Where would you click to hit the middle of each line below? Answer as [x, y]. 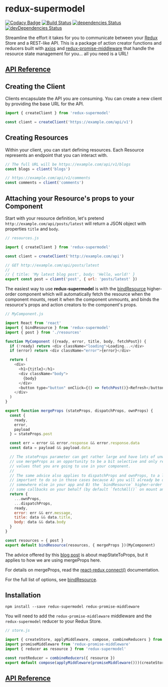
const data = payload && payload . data [50, 448]
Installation [23, 595]
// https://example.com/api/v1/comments [48, 178]
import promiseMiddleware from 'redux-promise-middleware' [68, 644]
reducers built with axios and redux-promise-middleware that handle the [80, 48]
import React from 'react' [33, 323]
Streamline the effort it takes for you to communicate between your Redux [81, 38]
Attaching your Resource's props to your [70, 198]
